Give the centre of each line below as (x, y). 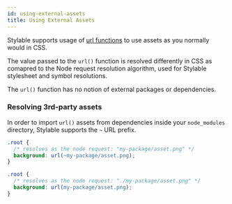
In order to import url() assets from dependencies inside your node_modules (116, 122)
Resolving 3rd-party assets (55, 107)
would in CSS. (27, 47)
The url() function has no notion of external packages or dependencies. (112, 89)
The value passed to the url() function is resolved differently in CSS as (110, 61)
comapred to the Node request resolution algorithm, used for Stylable (107, 68)
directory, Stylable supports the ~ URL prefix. (72, 130)
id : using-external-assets (46, 14)
